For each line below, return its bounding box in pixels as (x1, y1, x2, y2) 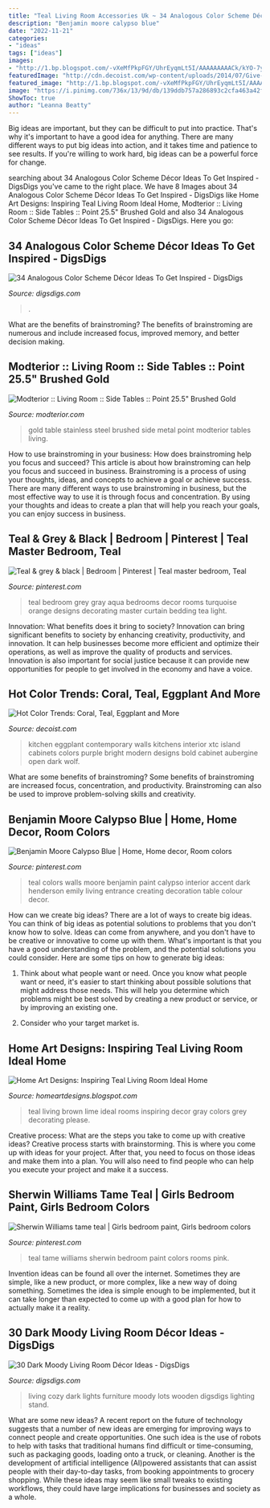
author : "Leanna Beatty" (8, 101, 92, 109)
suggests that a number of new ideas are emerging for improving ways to (8, 1424, 252, 1433)
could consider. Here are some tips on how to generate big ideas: (8, 953, 225, 962)
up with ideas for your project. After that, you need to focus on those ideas (8, 1148, 256, 1157)
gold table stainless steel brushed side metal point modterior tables (27, 425, 252, 435)
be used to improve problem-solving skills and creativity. (8, 789, 196, 799)
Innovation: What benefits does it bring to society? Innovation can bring (8, 621, 245, 631)
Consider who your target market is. (19, 1018, 140, 1028)
